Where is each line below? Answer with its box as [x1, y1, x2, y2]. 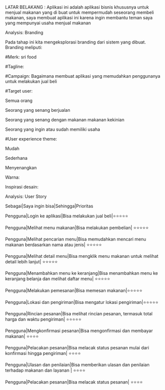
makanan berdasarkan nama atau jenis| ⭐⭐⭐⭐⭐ [5, 242, 102, 247]
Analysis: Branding [5, 30, 44, 35]
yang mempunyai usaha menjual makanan [5, 20, 91, 26]
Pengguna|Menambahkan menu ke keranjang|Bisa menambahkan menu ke [5, 270, 159, 276]
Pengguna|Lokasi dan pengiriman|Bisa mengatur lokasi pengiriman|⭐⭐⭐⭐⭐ [5, 299, 159, 305]
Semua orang [5, 97, 33, 103]
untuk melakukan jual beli [5, 79, 57, 84]
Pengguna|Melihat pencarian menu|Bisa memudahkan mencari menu [5, 236, 146, 242]
